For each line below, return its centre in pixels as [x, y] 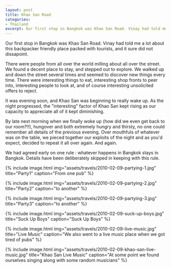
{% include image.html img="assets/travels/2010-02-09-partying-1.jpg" [81, 168]
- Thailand [17, 24]
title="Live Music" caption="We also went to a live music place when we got [85, 234]
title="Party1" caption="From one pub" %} [50, 174]
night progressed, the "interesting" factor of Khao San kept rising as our [81, 106]
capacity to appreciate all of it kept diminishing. [55, 112]
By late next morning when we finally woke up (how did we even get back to [85, 121]
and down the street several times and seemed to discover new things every [85, 75]
